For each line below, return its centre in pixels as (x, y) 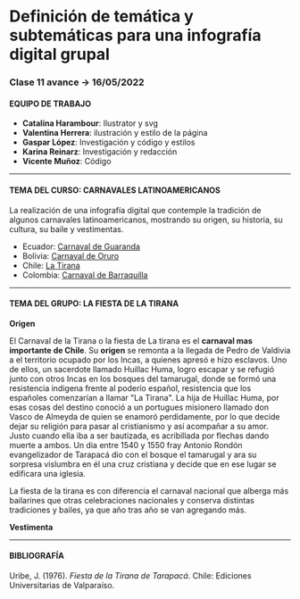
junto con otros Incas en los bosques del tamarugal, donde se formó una (143, 379)
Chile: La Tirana (51, 265)
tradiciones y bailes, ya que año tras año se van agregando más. (128, 510)
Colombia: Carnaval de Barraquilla (85, 275)
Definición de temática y (101, 17)
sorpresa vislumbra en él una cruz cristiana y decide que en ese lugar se (143, 464)
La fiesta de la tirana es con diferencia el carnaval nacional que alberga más (149, 491)
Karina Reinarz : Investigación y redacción (100, 152)
